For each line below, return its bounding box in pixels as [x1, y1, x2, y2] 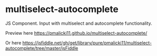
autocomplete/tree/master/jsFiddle [5, 45, 78, 51]
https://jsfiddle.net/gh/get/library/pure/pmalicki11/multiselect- [22, 39, 152, 46]
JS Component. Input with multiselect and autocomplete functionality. [5, 20, 152, 26]
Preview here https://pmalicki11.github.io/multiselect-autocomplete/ [5, 30, 147, 36]
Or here [5, 39, 21, 46]
